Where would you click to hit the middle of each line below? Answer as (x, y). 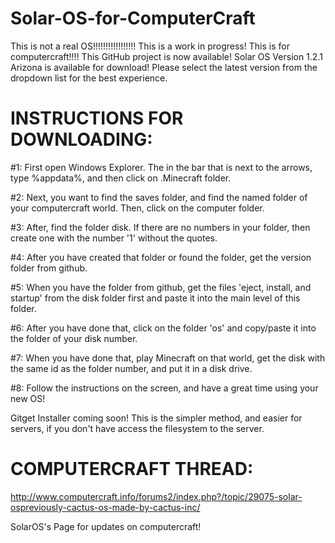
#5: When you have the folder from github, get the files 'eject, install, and (161, 287)
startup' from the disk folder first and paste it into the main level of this (155, 298)
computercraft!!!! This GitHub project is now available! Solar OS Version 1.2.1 (166, 56)
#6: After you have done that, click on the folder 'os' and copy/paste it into (163, 328)
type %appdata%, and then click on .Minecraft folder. (121, 178)
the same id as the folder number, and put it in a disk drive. (131, 368)
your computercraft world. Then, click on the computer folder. (137, 208)
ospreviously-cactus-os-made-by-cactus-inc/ (105, 507)
